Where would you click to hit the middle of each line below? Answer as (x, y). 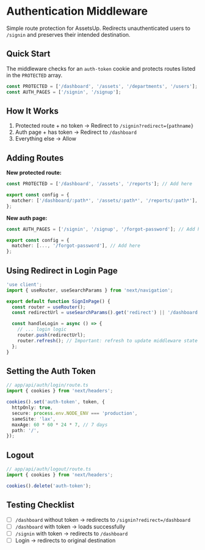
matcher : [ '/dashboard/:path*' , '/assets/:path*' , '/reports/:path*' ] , (105, 200)
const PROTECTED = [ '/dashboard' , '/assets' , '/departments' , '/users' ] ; (102, 86)
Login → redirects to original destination (65, 540)
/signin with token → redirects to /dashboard (71, 533)
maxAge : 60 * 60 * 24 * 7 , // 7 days (60, 425)
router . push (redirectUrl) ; (52, 335)
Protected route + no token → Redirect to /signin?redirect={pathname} (104, 126)
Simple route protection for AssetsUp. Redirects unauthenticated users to (99, 28)
